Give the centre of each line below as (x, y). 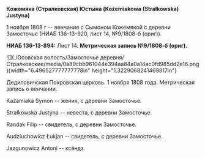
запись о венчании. (32, 89)
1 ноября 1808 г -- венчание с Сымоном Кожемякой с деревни (89, 27)
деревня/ (112, 57)
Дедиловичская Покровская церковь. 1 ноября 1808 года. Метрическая (100, 82)
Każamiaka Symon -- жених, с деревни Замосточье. (74, 101)
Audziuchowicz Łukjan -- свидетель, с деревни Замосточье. (85, 136)
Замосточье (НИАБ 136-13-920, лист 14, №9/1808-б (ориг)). (84, 34)
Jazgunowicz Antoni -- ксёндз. (46, 148)
